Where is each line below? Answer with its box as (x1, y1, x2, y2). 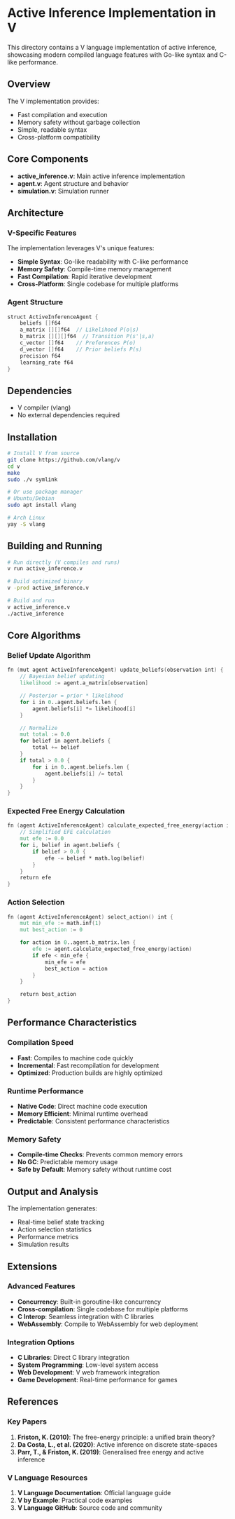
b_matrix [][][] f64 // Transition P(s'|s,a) (20, 333, 155, 340)
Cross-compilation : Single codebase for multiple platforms (17, 1304, 189, 1313)
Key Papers (7, 1417, 48, 1426)
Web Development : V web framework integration (17, 1368, 160, 1377)
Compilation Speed (7, 1038, 74, 1048)
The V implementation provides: (7, 97, 99, 105)
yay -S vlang (7, 520, 45, 527)
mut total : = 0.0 (20, 731, 71, 738)
